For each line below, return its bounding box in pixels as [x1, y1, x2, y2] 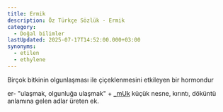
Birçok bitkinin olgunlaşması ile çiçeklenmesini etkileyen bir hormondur [7, 75, 214, 84]
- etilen [13, 50, 40, 57]
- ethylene [13, 56, 46, 63]
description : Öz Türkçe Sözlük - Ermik [7, 17, 125, 24]
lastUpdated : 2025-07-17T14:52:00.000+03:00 [7, 37, 141, 44]
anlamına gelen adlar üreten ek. [7, 97, 99, 105]
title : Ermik [7, 10, 46, 18]
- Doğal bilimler [13, 30, 65, 37]
